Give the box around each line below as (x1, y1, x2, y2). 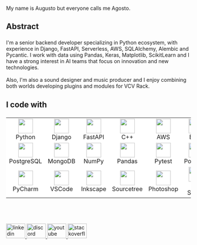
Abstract (6, 22, 39, 32)
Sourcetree (112, 185, 143, 193)
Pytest (154, 157, 172, 165)
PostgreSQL (9, 157, 42, 165)
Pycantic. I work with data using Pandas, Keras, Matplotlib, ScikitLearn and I (6, 51, 189, 58)
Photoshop (148, 185, 179, 193)
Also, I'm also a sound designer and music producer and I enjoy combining (6, 77, 186, 84)
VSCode (50, 185, 73, 193)
